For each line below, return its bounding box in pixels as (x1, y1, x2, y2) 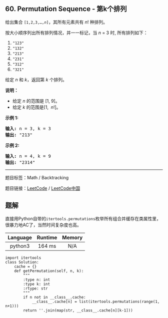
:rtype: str (23, 286, 48, 291)
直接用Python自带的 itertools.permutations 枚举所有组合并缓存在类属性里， (5, 215, 161, 221)
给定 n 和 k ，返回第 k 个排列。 (5, 77, 67, 83)
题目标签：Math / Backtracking (5, 174, 69, 180)
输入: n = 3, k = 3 (5, 126, 51, 131)
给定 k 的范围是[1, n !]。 (12, 104, 61, 110)
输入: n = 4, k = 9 (5, 153, 51, 159)
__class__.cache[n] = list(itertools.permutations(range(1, (31, 299, 160, 304)
